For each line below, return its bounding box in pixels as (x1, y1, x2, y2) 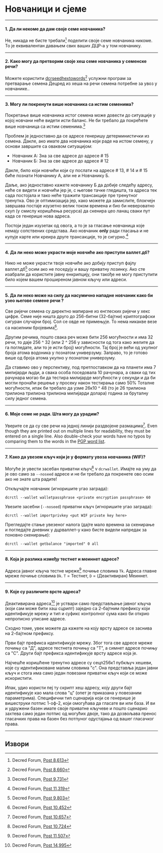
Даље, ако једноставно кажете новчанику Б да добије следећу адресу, (5, 182, 153, 188)
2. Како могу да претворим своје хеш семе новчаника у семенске (5, 59, 147, 64)
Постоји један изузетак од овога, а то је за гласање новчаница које (5, 222, 145, 228)
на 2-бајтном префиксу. (5, 631, 54, 636)
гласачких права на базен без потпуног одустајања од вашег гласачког (5, 716, 154, 722)
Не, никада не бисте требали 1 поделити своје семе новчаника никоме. (5, 37, 153, 43)
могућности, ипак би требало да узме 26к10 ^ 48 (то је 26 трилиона (5, 385, 146, 391)
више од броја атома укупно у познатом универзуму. (5, 355, 116, 360)
